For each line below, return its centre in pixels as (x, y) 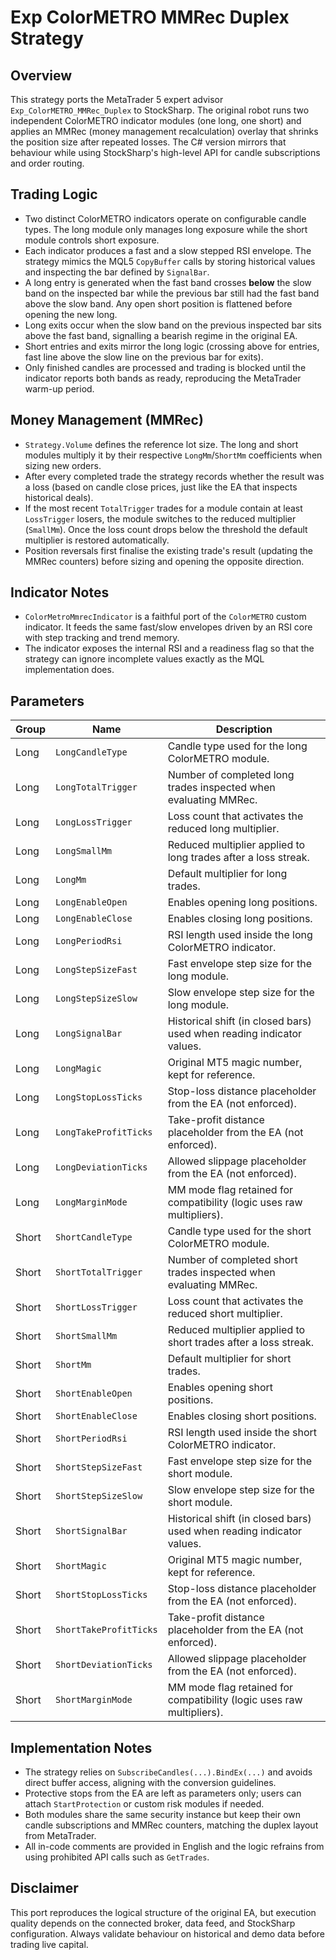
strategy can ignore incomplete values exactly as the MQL (144, 659)
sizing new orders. (63, 465)
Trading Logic (54, 194)
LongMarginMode (91, 1202)
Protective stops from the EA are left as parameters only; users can (163, 1793)
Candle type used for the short (239, 1231)
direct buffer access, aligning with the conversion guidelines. (150, 1783)
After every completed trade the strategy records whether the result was (174, 476)
